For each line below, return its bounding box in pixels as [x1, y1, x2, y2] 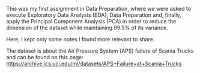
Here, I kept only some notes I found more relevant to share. [6, 36, 155, 42]
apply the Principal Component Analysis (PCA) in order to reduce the [6, 18, 177, 25]
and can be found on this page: [6, 54, 84, 60]
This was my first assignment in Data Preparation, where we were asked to [6, 5, 191, 12]
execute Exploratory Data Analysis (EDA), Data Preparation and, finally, [6, 11, 181, 19]
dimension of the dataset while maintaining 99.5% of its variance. [6, 24, 168, 31]
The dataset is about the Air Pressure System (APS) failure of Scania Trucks [6, 47, 194, 54]
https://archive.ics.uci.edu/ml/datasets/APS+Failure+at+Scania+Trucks [6, 60, 182, 67]
